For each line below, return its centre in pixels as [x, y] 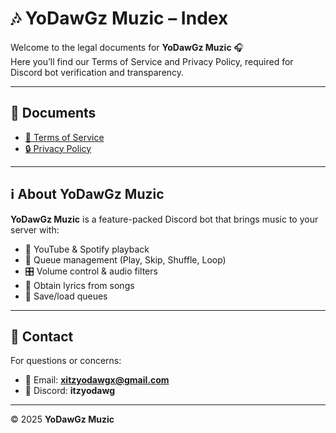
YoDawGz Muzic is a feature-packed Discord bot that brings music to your [164, 219]
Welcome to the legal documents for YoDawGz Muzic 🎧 [127, 47]
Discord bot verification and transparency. [97, 72]
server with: [35, 229]
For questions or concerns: [66, 361]
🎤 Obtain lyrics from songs [79, 285]
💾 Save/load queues [66, 296]
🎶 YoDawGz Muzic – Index [119, 18]
